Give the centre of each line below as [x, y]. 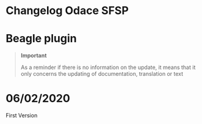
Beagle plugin [41, 39]
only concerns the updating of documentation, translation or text [102, 74]
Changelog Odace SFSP [67, 11]
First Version [22, 115]
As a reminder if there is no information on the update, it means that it [108, 67]
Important [34, 56]
